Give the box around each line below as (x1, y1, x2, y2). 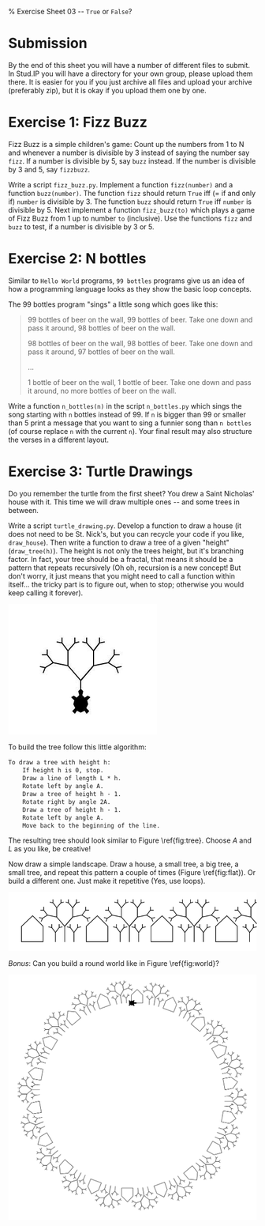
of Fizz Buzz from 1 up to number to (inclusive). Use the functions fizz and (8, 213, 252, 223)
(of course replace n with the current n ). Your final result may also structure (8, 426, 252, 436)
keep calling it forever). (8, 588, 84, 598)
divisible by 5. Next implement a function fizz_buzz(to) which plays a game (8, 205, 255, 214)
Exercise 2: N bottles (8, 250, 147, 268)
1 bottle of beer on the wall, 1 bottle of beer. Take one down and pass (27, 377, 252, 387)
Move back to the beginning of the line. (22, 821, 160, 829)
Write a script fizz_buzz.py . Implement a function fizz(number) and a (8, 179, 233, 189)
